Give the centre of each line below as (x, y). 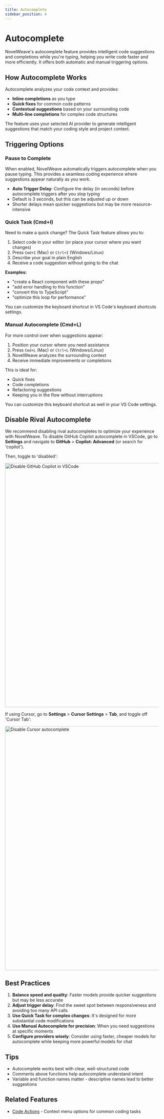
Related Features (31, 1100)
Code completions (31, 384)
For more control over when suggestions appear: (54, 335)
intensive (21, 209)
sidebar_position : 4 (26, 14)
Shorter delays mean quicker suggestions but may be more (72, 204)
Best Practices (28, 983)
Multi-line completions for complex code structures (65, 114)
